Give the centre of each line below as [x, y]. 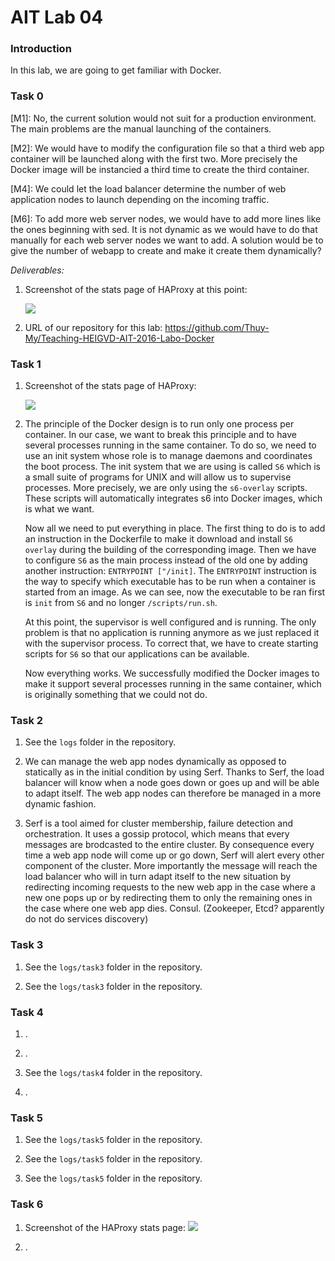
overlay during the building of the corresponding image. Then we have [170, 550]
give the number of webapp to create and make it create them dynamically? [166, 250]
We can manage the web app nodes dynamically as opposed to [155, 762]
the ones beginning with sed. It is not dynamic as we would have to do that [164, 229]
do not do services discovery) [86, 919]
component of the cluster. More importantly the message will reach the [171, 866]
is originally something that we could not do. [116, 695]
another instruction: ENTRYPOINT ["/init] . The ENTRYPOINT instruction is [170, 571]
